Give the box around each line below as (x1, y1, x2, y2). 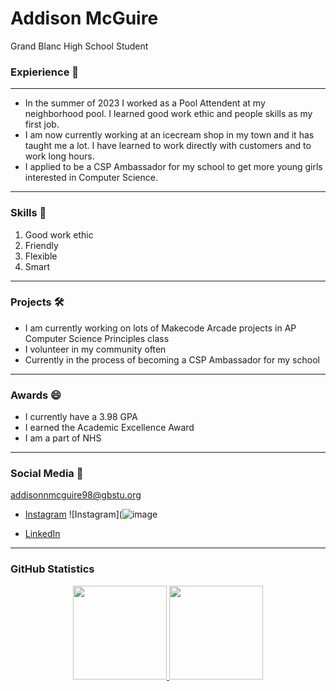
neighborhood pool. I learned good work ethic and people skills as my (24, 108, 313, 120)
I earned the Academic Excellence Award (24, 422, 195, 434)
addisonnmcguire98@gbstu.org (10, 489, 142, 501)
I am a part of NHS (24, 432, 102, 444)
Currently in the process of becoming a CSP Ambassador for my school (24, 353, 320, 366)
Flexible (24, 250, 58, 262)
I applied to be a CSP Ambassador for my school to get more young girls (24, 161, 323, 173)
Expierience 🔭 (10, 65, 79, 79)
